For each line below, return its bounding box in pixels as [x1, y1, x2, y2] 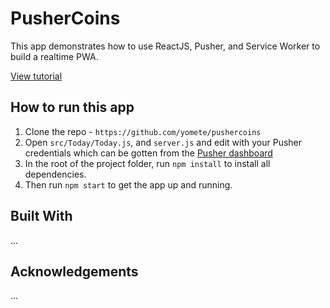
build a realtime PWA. [10, 50, 99, 62]
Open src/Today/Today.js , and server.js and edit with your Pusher [24, 136, 303, 148]
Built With [10, 208, 73, 225]
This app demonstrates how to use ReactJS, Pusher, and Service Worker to [10, 40, 321, 52]
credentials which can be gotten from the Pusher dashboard [24, 147, 273, 159]
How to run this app [10, 99, 135, 116]
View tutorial [10, 70, 63, 82]
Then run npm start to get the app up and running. [24, 178, 233, 191]
